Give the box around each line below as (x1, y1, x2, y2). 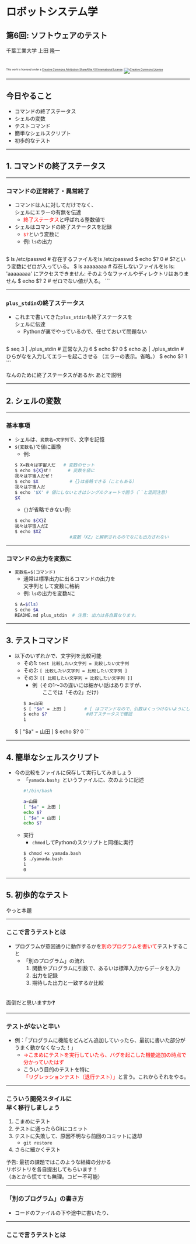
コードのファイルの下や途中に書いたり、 (14, 1209, 112, 1216)
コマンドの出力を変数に (6, 554, 72, 562)
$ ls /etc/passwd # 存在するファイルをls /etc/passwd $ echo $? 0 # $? (6, 255, 176, 262)
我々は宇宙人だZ (14, 523, 48, 530)
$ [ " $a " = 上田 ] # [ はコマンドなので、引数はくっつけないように (23, 706, 186, 712)
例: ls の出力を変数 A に (23, 590, 76, 597)
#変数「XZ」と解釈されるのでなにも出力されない (69, 534, 169, 540)
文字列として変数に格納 (23, 583, 80, 590)
